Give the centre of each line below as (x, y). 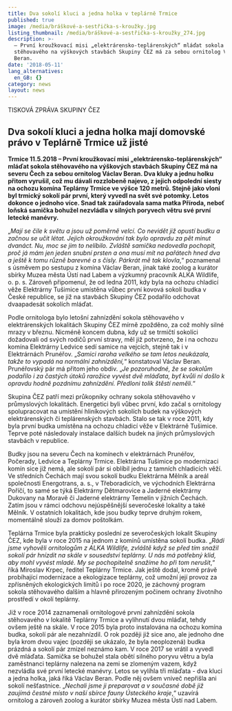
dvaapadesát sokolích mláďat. (51, 304)
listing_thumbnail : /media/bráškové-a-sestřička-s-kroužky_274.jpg (107, 33)
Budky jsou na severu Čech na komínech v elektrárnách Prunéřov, (102, 454)
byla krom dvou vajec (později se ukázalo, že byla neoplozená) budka (107, 641)
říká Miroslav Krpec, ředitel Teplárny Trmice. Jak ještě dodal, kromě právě (113, 570)
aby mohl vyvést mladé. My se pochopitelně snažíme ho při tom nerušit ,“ (112, 562)
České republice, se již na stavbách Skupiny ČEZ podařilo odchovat (104, 296)
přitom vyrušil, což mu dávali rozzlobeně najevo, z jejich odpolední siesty (115, 181)
